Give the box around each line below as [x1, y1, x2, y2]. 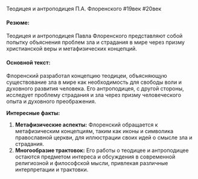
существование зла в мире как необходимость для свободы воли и [6, 78, 182, 86]
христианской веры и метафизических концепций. [6, 45, 138, 52]
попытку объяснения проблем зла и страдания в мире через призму [6, 39, 185, 46]
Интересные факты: [6, 110, 60, 117]
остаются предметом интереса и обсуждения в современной [14, 153, 176, 160]
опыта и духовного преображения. [6, 98, 97, 105]
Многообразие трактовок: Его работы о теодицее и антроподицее [14, 147, 189, 154]
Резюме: [6, 19, 30, 26]
